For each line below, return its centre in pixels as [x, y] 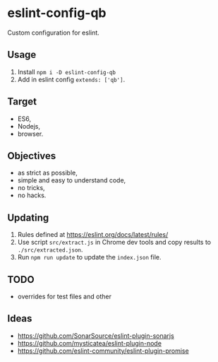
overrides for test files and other [64, 296]
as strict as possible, [47, 173]
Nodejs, [29, 126]
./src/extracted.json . [50, 250]
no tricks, [31, 188]
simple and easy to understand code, [72, 180]
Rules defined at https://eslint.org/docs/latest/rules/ [93, 235]
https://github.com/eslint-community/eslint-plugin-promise [103, 351]
